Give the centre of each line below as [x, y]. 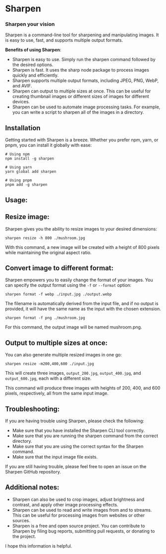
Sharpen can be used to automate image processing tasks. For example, [86, 107]
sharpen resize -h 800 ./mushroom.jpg [45, 238]
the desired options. [33, 65]
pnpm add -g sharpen [27, 185]
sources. [21, 520]
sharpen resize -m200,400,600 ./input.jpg [50, 364]
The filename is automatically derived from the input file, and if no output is [82, 304]
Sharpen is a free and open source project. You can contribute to [79, 526]
